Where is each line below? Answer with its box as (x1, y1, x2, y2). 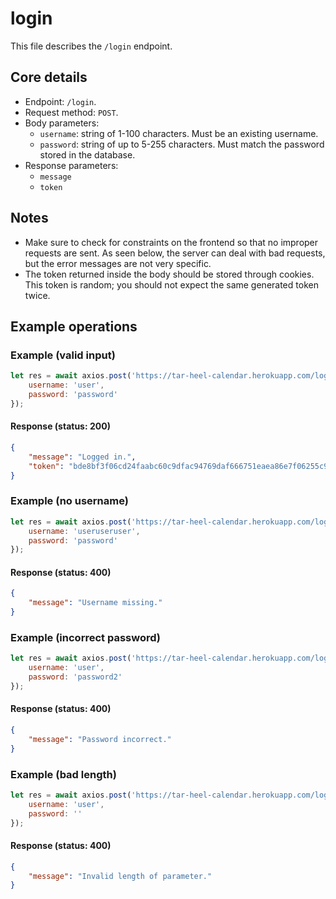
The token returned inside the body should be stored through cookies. (24, 268, 315, 280)
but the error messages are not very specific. (24, 257, 212, 269)
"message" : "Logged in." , (28, 452, 137, 462)
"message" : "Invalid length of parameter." (28, 871, 213, 881)
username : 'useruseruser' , (28, 526, 141, 536)
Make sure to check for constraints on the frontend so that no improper (24, 236, 319, 248)
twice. (24, 289, 51, 301)
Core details (10, 69, 88, 86)
